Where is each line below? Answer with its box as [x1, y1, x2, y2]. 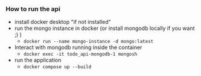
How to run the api [5, 5, 61, 13]
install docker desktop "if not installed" [14, 19, 111, 26]
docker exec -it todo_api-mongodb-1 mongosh [23, 51, 138, 57]
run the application [14, 56, 62, 64]
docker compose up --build [23, 64, 92, 70]
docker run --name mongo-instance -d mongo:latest [23, 38, 154, 45]
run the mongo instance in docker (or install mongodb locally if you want [14, 25, 195, 32]
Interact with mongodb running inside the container [14, 44, 142, 51]
